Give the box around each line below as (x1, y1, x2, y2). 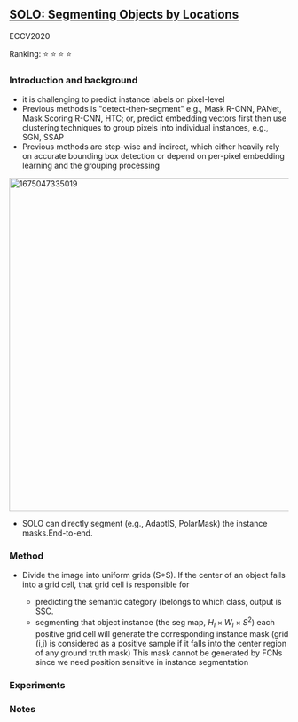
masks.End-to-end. (21, 528, 93, 538)
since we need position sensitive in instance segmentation (35, 656, 249, 667)
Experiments (9, 678, 66, 691)
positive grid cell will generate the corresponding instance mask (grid (35, 628, 289, 639)
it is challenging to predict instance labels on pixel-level (21, 94, 225, 105)
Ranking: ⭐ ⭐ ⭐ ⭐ (9, 48, 73, 59)
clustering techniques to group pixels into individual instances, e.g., (21, 123, 269, 133)
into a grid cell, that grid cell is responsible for (21, 579, 190, 590)
